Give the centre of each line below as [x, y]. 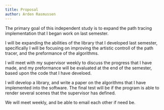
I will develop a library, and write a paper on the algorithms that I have [76, 82]
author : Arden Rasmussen [30, 14]
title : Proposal [22, 10]
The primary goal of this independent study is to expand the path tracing [79, 28]
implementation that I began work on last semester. [57, 33]
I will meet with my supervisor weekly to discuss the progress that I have [79, 63]
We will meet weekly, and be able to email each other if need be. [70, 102]
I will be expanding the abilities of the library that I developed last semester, [82, 43]
